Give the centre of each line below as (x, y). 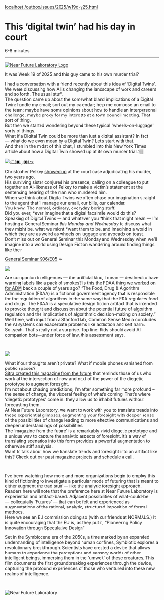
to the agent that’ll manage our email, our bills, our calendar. (65, 203)
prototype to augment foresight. (37, 384)
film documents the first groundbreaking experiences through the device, (79, 563)
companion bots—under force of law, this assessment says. (65, 335)
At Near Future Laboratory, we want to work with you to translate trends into (82, 410)
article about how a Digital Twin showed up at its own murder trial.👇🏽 (74, 151)
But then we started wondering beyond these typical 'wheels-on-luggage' (79, 125)
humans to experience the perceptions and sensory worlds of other (73, 553)
